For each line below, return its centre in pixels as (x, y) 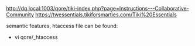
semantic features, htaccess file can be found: (62, 26)
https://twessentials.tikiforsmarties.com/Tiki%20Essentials (106, 15)
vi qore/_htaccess (36, 37)
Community (20, 15)
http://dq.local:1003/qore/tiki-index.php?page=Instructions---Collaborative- (97, 8)
